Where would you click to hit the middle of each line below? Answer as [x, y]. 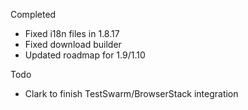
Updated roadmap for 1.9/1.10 [85, 55]
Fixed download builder [73, 44]
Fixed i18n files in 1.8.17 [72, 33]
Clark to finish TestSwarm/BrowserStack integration [131, 93]
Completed [33, 14]
